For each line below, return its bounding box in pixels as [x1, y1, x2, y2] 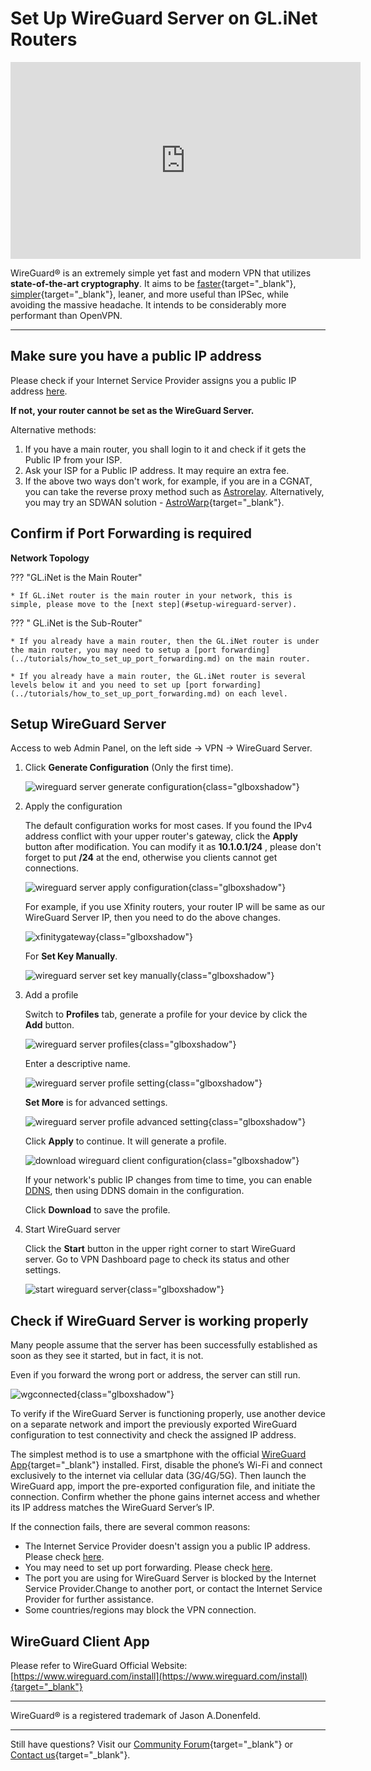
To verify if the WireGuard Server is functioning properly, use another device [10, 1408, 326, 1420]
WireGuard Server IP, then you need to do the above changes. [24, 912, 282, 924]
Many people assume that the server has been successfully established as [10, 1339, 318, 1351]
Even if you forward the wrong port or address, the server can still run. [10, 1369, 301, 1381]
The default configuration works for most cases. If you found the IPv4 [24, 820, 313, 832]
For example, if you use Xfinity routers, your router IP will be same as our [24, 901, 326, 913]
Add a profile [24, 989, 79, 1001]
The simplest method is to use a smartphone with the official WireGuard [10, 1448, 307, 1461]
